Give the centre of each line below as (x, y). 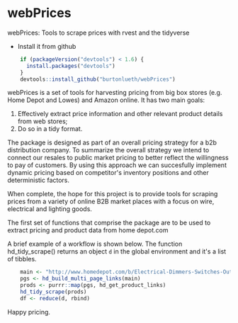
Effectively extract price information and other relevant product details (120, 114)
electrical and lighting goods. (50, 209)
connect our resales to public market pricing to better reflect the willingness (118, 158)
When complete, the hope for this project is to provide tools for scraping (113, 194)
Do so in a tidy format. (50, 129)
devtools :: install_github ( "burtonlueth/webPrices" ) (98, 79)
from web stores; (42, 121)
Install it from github (47, 46)
